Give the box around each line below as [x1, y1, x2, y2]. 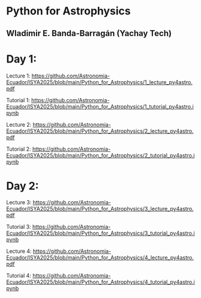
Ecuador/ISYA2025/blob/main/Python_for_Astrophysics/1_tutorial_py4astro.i [6, 103, 194, 110]
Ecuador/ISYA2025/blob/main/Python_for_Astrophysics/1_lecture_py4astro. [6, 78, 193, 85]
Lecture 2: [6, 121, 32, 128]
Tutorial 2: [6, 145, 31, 153]
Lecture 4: [6, 248, 32, 255]
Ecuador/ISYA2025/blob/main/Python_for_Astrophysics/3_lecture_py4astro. [6, 205, 194, 213]
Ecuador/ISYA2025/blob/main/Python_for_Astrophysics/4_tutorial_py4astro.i [6, 278, 195, 286]
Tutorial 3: [6, 223, 31, 231]
